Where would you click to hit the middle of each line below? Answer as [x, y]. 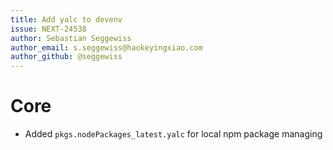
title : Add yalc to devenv [66, 19]
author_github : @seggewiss [66, 57]
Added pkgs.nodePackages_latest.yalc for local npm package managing [173, 134]
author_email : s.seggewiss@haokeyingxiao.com [106, 47]
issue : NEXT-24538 [48, 29]
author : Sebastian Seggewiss [71, 38]
